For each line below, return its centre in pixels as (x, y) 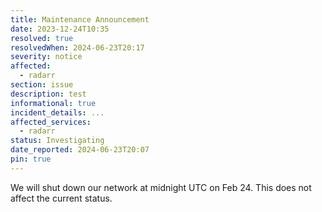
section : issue (42, 85)
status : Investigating (57, 141)
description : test (48, 94)
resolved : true (42, 38)
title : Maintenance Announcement (80, 19)
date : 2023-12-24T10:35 (60, 29)
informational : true (53, 103)
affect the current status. (61, 198)
